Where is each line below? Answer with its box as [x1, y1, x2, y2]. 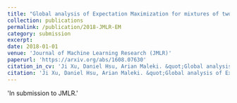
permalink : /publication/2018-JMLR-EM [7, 23, 121, 30]
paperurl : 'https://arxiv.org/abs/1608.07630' [7, 56, 147, 63]
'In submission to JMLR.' [7, 89, 79, 97]
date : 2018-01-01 [7, 43, 59, 50]
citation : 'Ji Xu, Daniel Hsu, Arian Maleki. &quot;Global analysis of [7, 69, 222, 76]
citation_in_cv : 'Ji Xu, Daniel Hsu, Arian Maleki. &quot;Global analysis [7, 63, 232, 70]
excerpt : [7, 37, 33, 44]
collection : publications [7, 17, 83, 24]
